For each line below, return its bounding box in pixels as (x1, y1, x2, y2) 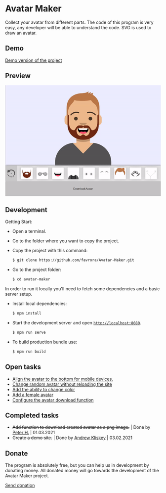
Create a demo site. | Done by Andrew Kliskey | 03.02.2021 (12, 435, 132, 441)
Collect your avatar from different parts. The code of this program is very (5, 19, 154, 25)
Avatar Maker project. (5, 473, 49, 479)
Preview (5, 72, 31, 80)
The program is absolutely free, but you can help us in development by (5, 462, 149, 468)
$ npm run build (12, 349, 46, 354)
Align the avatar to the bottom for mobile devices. (12, 376, 114, 382)
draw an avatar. (5, 30, 37, 36)
